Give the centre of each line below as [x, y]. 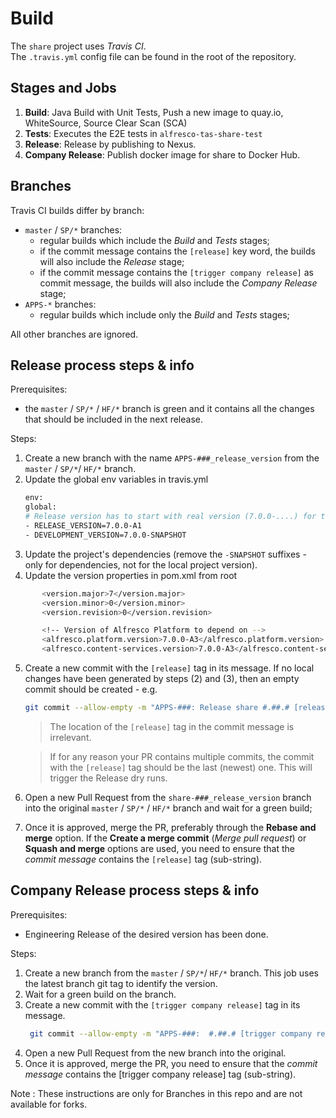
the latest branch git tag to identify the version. [121, 983]
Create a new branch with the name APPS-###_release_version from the [172, 458]
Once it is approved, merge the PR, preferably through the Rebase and [170, 827]
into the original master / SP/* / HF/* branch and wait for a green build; [168, 808]
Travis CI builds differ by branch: [77, 210]
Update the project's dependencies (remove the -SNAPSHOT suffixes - [165, 554]
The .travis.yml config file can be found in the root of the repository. [153, 56]
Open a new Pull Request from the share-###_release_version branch [168, 797]
